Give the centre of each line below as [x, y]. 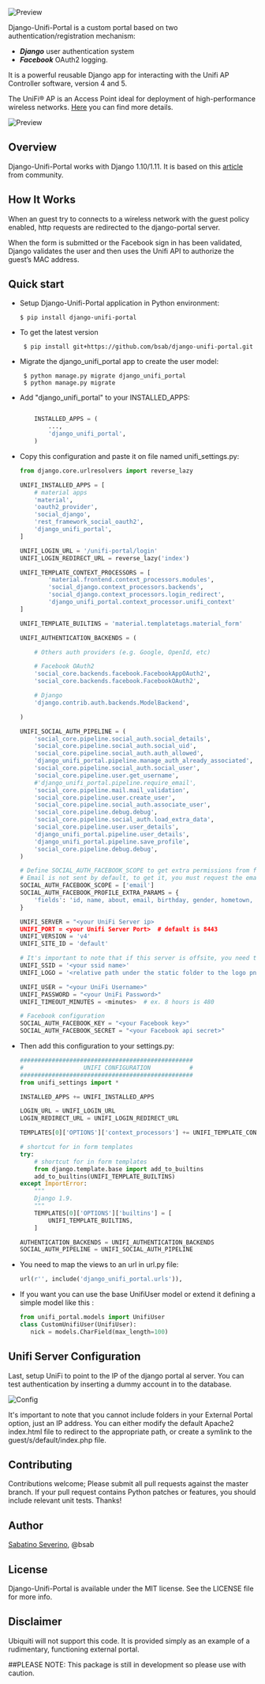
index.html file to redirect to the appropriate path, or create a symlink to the [130, 1432]
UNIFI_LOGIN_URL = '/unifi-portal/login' [89, 551]
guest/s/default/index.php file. [57, 1439]
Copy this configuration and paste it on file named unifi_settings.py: [129, 456]
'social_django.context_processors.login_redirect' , [137, 595]
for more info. [30, 1597]
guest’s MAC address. [44, 259]
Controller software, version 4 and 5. [68, 83]
